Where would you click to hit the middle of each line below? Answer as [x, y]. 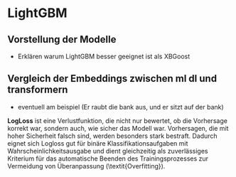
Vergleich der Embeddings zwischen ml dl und [112, 79]
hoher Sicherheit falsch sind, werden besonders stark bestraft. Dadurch [113, 136]
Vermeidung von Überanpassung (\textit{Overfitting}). [86, 166]
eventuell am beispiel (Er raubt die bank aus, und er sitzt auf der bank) [120, 107]
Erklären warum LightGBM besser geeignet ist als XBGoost [104, 56]
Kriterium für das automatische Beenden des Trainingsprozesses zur [108, 159]
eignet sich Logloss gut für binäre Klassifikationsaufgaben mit [98, 143]
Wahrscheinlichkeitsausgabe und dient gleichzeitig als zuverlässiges [108, 151]
